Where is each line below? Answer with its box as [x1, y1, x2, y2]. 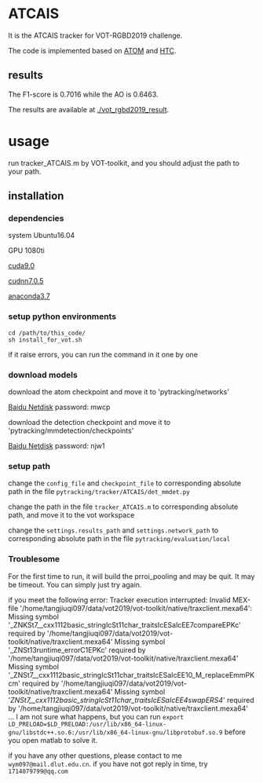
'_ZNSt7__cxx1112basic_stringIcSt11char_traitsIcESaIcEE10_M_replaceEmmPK [8, 670, 255, 679]
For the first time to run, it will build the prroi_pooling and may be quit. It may [8, 571, 255, 581]
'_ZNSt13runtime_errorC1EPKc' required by [8, 645, 147, 654]
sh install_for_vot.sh [8, 335, 82, 344]
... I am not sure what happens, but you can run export [8, 712, 184, 721]
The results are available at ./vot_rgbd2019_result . [8, 104, 170, 114]
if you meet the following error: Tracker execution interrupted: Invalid [8, 595, 232, 605]
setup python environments [8, 311, 116, 322]
